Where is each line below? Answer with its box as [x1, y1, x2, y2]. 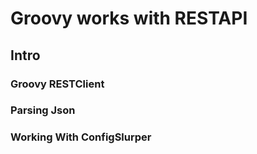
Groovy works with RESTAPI [10, 7, 248, 30]
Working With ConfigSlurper [10, 130, 152, 144]
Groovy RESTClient [10, 77, 105, 91]
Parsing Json [10, 103, 76, 117]
